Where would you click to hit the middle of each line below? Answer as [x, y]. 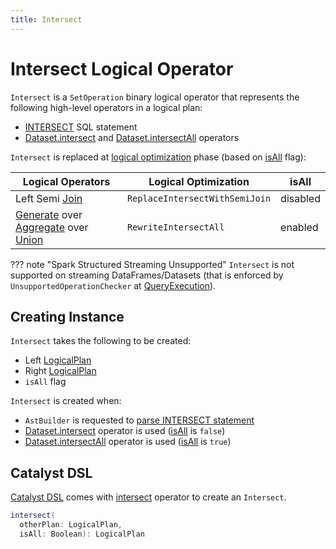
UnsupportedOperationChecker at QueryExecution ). [113, 285]
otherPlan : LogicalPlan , [71, 525]
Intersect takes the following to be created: [101, 341]
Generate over [49, 214]
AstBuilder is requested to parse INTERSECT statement [139, 420]
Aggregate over [52, 227]
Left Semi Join [49, 198]
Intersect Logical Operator [122, 68]
